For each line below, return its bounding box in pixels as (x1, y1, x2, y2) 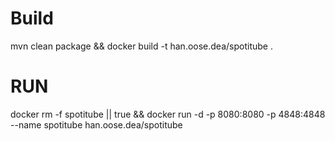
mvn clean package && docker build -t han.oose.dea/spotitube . (10, 40, 273, 52)
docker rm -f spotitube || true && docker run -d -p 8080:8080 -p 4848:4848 (10, 108, 326, 120)
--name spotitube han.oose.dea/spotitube (10, 118, 183, 131)
